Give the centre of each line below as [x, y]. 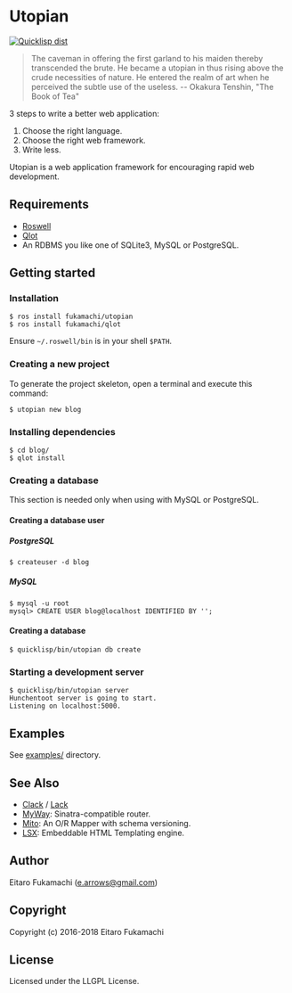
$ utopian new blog [45, 409]
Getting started [53, 273]
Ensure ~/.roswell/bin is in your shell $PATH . [90, 341]
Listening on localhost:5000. [65, 706]
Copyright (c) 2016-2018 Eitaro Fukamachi [87, 931]
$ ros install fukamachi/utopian [71, 317]
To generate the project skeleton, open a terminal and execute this [131, 383]
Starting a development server [77, 672]
